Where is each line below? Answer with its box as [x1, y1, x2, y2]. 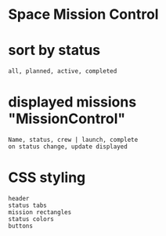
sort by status [8, 42, 101, 60]
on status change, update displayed [8, 143, 128, 151]
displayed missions [8, 93, 137, 111]
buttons [8, 222, 34, 230]
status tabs [8, 202, 47, 209]
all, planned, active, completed [8, 67, 117, 75]
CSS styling [8, 169, 86, 187]
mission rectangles [8, 209, 72, 216]
